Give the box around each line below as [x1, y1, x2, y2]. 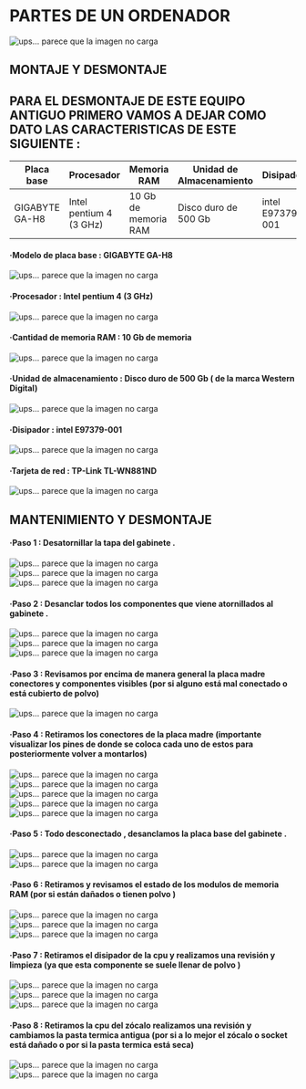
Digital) [9, 382, 38, 393]
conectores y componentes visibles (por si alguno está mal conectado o [9, 677, 289, 689]
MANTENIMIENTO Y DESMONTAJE [9, 512, 212, 528]
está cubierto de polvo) [9, 687, 100, 698]
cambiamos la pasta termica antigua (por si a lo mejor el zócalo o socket [9, 1029, 289, 1041]
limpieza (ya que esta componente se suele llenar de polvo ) [9, 959, 241, 970]
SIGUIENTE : [9, 136, 81, 152]
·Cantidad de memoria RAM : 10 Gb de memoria [9, 332, 192, 343]
